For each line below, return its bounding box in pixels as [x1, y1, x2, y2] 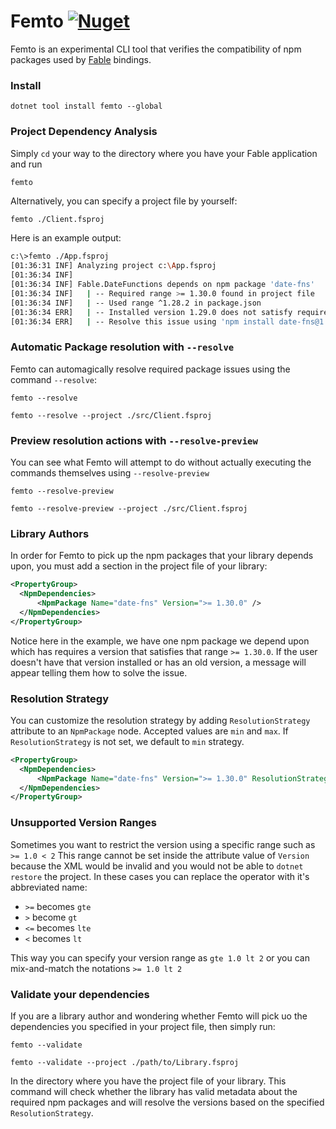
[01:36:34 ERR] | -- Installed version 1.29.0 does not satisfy [10, 307, 293, 317]
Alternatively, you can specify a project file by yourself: [10, 195, 238, 207]
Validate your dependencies [10, 987, 150, 1001]
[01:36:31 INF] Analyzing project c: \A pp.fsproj [10, 261, 217, 271]
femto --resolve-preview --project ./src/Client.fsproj [10, 504, 248, 514]
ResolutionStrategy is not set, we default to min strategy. [10, 735, 245, 747]
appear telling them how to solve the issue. [10, 666, 188, 679]
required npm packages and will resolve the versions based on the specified [10, 1096, 325, 1108]
